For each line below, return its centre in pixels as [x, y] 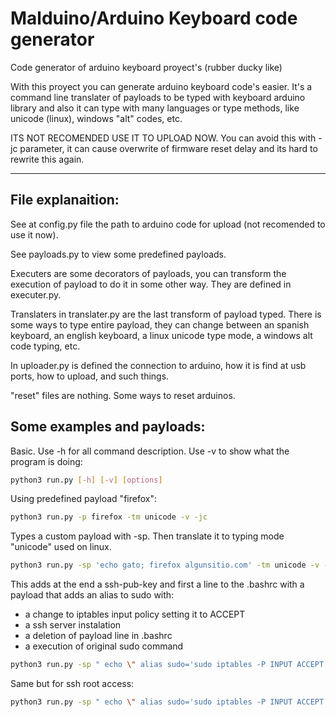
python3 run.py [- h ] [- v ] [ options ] [86, 480]
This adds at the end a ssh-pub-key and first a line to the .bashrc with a [157, 584]
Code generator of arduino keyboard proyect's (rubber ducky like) [146, 67]
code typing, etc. [45, 346]
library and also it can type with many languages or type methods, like [155, 108]
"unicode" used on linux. [61, 547]
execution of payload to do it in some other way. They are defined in [151, 284]
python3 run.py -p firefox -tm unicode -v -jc [109, 517]
